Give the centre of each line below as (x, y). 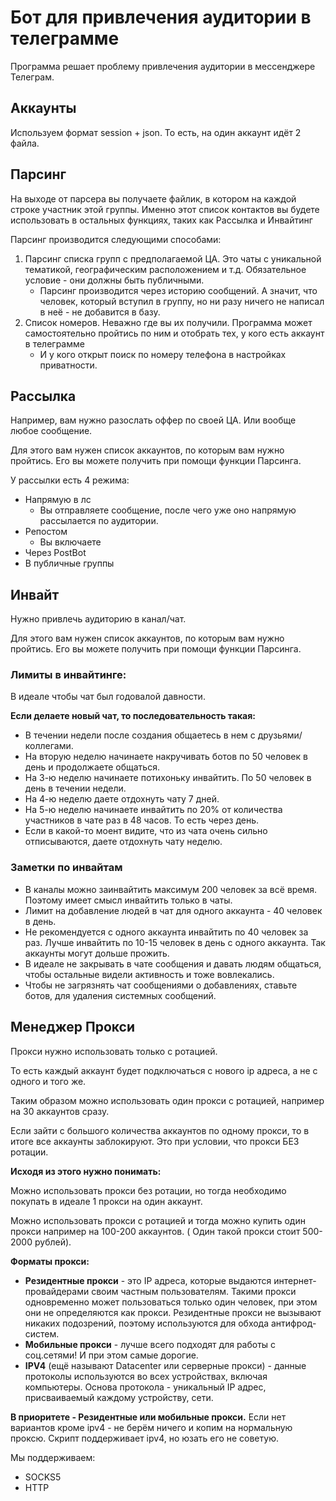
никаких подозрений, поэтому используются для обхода (147, 1323)
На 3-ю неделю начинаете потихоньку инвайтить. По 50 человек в (168, 778)
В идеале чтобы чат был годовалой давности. (108, 697)
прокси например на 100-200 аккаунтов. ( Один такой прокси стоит (155, 1231)
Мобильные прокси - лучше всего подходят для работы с (150, 1344)
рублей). (53, 1242)
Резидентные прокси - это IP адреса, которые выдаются (148, 1280)
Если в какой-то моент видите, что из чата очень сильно (146, 831)
